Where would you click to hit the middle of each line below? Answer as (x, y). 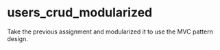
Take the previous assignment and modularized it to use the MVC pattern (110, 32)
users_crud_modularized (80, 13)
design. (18, 38)
